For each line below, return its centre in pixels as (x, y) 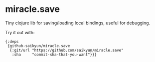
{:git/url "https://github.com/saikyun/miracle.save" (67, 50)
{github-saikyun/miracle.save (39, 46)
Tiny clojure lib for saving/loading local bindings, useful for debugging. (78, 23)
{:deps (12, 41)
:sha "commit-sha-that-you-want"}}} (54, 55)
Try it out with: (20, 32)
